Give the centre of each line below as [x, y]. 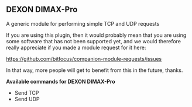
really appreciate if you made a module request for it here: [76, 47]
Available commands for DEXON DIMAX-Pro [61, 81]
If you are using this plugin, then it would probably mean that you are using [96, 35]
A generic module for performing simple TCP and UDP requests [83, 23]
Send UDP [27, 99]
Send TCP [27, 92]
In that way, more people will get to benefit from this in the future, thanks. [95, 70]
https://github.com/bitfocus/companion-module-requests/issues [84, 58]
